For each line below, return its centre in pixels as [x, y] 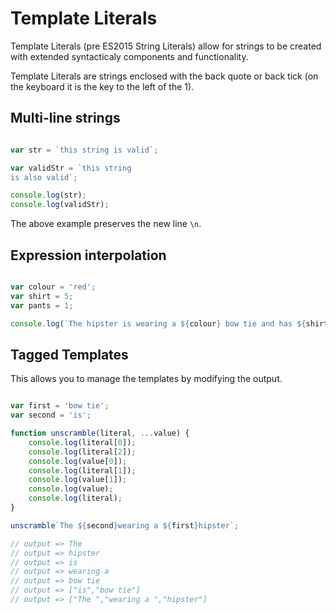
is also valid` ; [44, 177]
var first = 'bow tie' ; [60, 406]
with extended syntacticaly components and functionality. [129, 56]
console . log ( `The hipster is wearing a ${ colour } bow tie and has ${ [158, 323]
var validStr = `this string [71, 168]
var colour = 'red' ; [53, 287]
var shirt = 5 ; [42, 296]
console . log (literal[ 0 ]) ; [82, 442]
